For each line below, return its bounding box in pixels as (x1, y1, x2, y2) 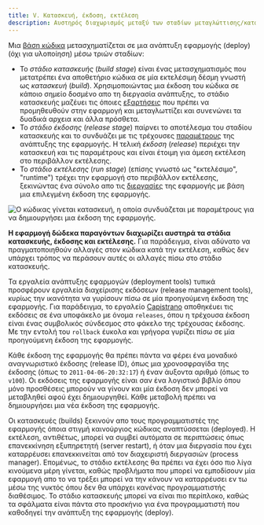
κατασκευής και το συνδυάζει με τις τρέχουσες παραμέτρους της (19, 130, 235, 140)
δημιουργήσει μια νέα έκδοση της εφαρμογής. (8, 400, 159, 409)
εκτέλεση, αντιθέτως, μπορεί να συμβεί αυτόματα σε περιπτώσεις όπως (8, 432, 244, 442)
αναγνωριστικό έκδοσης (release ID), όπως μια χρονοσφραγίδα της (8, 358, 229, 368)
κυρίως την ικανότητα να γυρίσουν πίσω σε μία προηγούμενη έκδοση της (8, 293, 249, 303)
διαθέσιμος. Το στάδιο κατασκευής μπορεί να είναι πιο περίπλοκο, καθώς (8, 490, 249, 500)
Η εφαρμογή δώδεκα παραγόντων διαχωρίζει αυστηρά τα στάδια (8, 228, 231, 237)
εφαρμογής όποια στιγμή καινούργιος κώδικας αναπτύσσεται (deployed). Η (8, 424, 255, 433)
